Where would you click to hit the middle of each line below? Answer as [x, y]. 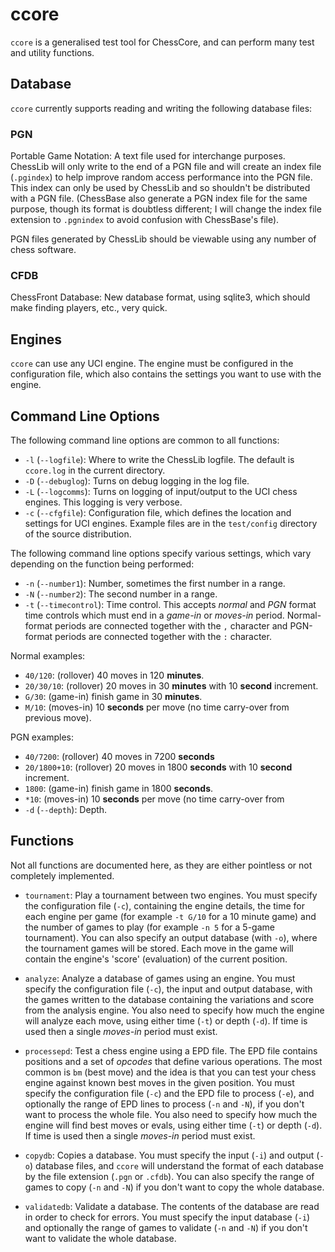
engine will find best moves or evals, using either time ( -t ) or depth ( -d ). [173, 1125]
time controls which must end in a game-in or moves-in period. [154, 615]
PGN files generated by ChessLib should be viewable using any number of [163, 239]
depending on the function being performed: [102, 564]
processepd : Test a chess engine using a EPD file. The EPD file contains [171, 1050]
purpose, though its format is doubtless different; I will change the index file [166, 209]
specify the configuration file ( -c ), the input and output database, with [168, 989]
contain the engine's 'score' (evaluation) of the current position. [156, 959]
